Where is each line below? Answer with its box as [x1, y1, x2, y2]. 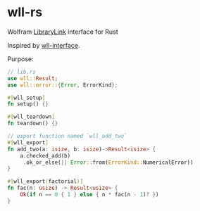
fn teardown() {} [7, 120, 58, 127]
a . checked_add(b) [20, 152, 71, 159]
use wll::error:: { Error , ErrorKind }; [7, 82, 118, 89]
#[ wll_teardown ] [7, 113, 55, 120]
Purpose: [7, 54, 34, 63]
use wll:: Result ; [7, 75, 58, 82]
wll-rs [7, 4, 43, 20]
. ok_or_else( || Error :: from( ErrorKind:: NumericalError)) [23, 159, 194, 166]
